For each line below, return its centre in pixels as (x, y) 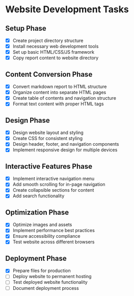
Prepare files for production (42, 271)
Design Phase (28, 120)
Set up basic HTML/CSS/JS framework (53, 52)
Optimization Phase (37, 212)
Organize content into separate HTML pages (59, 93)
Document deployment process (46, 288)
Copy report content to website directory (56, 58)
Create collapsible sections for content (53, 190)
